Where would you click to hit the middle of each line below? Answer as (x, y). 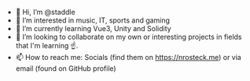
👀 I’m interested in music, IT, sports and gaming (93, 20)
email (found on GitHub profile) (66, 69)
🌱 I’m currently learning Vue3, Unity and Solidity (93, 28)
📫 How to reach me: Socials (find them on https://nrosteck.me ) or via (128, 57)
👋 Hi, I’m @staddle (46, 12)
